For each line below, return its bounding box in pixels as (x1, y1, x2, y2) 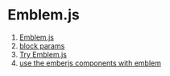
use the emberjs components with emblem (19, 58, 162, 68)
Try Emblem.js (19, 49, 68, 59)
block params (19, 40, 65, 50)
